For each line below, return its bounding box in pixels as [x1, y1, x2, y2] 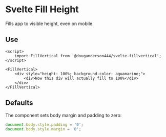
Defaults [5, 99, 33, 107]
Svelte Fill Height [5, 4, 79, 15]
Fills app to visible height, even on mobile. [5, 20, 94, 27]
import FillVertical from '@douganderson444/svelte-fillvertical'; [14, 53, 161, 58]
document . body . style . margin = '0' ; [5, 127, 81, 132]
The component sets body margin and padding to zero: [5, 112, 122, 118]
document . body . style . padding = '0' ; [5, 122, 84, 127]
